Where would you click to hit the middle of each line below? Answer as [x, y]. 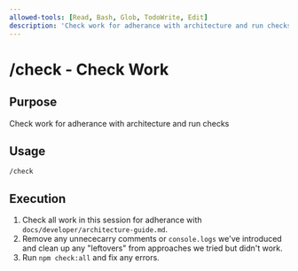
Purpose [33, 102]
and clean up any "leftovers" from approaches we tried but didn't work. [153, 248]
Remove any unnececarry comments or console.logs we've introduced [152, 239]
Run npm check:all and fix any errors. [90, 258]
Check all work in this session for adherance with [112, 220]
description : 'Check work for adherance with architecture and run [137, 26]
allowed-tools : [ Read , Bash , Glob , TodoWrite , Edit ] [109, 17]
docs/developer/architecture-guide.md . [95, 229]
